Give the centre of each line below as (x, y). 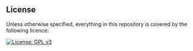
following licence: (28, 30)
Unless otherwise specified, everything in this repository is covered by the (97, 24)
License (21, 10)
